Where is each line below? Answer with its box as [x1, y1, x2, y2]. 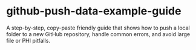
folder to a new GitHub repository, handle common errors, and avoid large [6, 30, 191, 37]
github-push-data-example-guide [6, 4, 181, 18]
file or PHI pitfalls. [6, 37, 50, 44]
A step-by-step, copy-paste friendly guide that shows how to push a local [6, 24, 191, 31]
